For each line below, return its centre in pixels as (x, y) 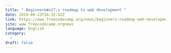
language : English (25, 29)
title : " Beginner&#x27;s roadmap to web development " (66, 10)
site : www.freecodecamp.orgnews (39, 24)
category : (16, 33)
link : (11, 19)
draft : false (19, 43)
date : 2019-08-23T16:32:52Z (35, 15)
